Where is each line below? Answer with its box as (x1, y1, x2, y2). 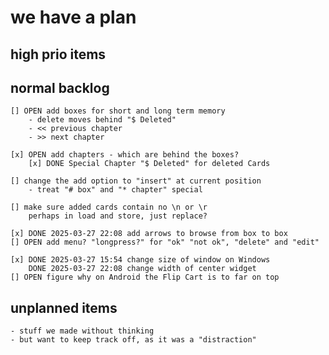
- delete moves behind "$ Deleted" (28, 115, 177, 125)
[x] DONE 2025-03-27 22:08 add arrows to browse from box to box (10, 229, 288, 239)
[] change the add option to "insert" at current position (10, 176, 262, 186)
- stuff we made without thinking (10, 326, 155, 336)
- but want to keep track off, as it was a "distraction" (10, 335, 257, 345)
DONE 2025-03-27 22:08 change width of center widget (28, 264, 257, 274)
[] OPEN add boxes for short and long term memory (10, 106, 226, 116)
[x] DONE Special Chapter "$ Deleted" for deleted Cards (28, 159, 271, 169)
